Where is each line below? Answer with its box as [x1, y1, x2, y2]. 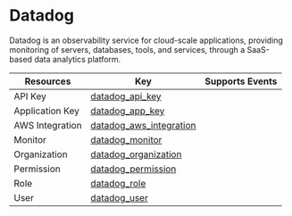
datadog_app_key [90, 104, 165, 117]
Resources [24, 75, 71, 87]
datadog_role [90, 177, 146, 189]
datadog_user [90, 191, 149, 204]
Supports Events [204, 75, 278, 87]
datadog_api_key [90, 90, 163, 103]
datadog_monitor [90, 133, 163, 145]
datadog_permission [90, 162, 177, 175]
